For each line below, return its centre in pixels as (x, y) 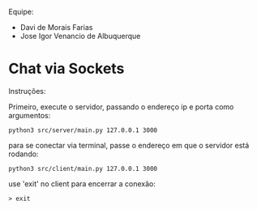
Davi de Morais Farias (56, 27)
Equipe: (21, 12)
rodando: (24, 154)
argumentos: (30, 115)
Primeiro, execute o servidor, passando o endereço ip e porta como (121, 107)
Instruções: (27, 91)
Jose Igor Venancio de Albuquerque (80, 36)
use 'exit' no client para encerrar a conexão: (82, 183)
